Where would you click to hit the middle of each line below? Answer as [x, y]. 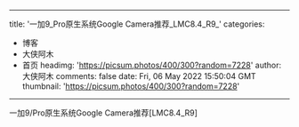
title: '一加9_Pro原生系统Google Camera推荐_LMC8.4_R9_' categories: [137, 24]
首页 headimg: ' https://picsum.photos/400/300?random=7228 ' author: [152, 65]
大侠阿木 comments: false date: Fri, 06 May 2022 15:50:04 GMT [139, 76]
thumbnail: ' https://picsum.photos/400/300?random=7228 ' [131, 86]
